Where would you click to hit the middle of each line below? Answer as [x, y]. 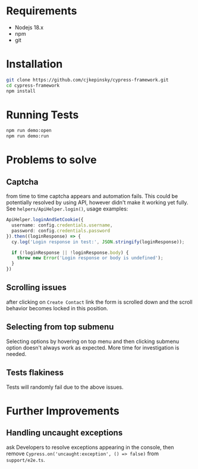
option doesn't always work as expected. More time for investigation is [93, 347]
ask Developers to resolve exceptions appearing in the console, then [90, 447]
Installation [34, 64]
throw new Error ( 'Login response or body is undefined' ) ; [90, 258]
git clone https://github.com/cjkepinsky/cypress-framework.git [87, 80]
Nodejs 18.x [29, 27]
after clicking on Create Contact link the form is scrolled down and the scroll [99, 302]
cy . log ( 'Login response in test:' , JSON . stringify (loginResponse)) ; [98, 242]
